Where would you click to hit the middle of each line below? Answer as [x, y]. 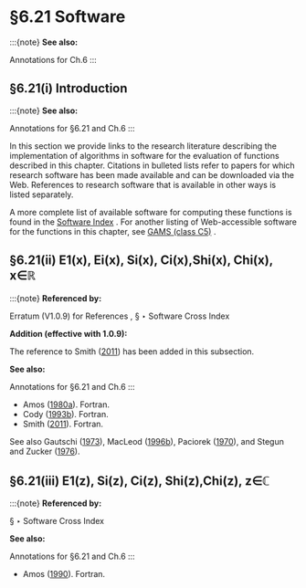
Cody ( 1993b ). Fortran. [65, 414]
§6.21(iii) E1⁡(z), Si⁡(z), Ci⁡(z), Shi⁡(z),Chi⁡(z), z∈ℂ [140, 481]
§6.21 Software [68, 17]
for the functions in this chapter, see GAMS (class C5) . [113, 231]
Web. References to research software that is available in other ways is [143, 184]
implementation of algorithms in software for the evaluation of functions [145, 155]
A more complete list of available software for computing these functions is [151, 212]
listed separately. [42, 194]
